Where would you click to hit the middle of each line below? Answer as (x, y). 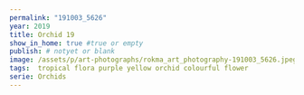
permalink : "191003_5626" (58, 18)
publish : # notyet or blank (62, 52)
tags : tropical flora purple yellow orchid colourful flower (129, 69)
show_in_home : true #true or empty (76, 43)
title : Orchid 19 (42, 34)
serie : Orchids (38, 77)
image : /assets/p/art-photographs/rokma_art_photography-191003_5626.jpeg (153, 60)
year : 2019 (30, 26)
